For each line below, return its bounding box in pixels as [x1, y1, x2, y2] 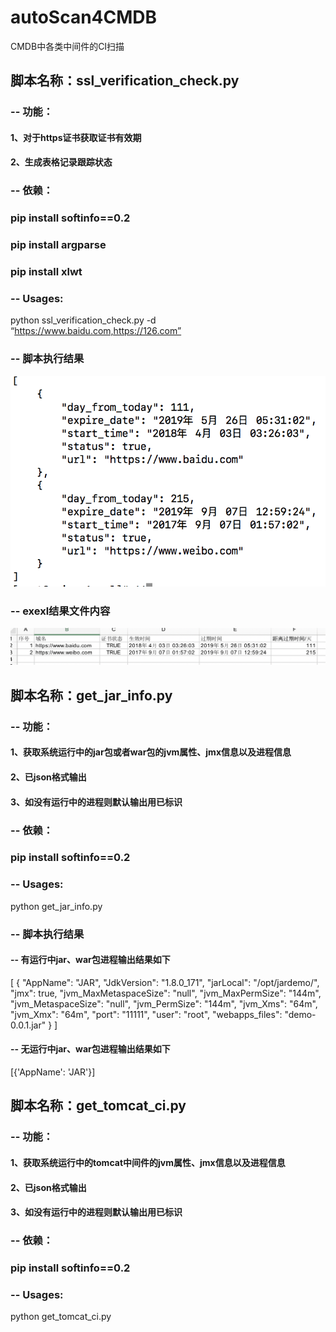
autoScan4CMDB [10, 6, 158, 29]
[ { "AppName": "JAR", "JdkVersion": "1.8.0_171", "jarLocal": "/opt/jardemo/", [10, 976, 320, 988]
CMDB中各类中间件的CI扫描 [10, 40, 125, 52]
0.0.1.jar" [10, 1019, 47, 1031]
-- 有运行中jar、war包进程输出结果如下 [10, 954, 171, 966]
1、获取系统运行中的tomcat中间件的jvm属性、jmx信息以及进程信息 [10, 1156, 286, 1168]
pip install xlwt [10, 265, 83, 279]
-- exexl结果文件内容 [10, 604, 111, 618]
